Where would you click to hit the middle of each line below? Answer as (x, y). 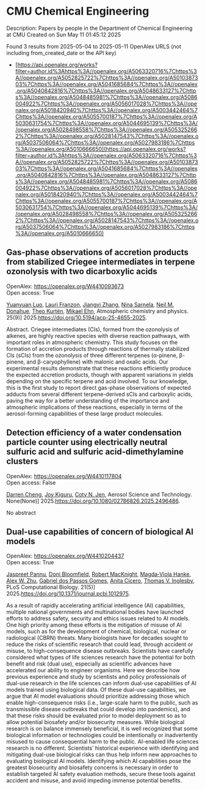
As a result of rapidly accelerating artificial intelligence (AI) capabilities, (96, 606)
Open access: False (31, 483)
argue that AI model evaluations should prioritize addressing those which (98, 696)
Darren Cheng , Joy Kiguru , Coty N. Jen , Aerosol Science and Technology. (99, 494)
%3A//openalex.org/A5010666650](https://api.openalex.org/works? (100, 149)
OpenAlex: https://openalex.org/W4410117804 (64, 476)
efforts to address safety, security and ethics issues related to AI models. (98, 619)
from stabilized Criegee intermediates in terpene (101, 262)
